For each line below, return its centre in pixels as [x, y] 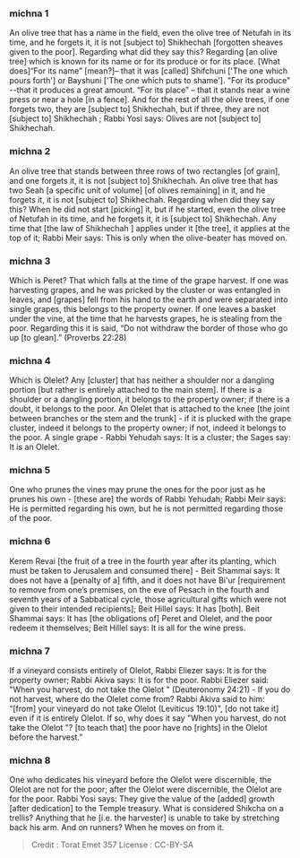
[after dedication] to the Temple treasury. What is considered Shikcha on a [146, 809]
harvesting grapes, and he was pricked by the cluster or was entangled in [145, 290]
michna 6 [30, 542]
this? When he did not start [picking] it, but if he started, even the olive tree [148, 209]
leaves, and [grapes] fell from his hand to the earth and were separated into [149, 299]
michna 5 [30, 471]
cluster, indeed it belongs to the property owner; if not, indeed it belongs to [148, 428]
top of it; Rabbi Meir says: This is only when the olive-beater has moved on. [149, 238]
